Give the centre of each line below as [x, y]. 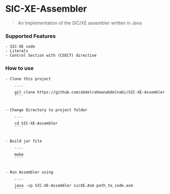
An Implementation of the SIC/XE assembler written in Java [80, 23]
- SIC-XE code [20, 47]
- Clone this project [28, 79]
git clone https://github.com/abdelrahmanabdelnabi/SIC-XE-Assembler [90, 92]
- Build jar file [24, 141]
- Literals [17, 51]
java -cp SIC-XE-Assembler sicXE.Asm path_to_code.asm [74, 185]
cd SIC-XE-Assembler [36, 123]
